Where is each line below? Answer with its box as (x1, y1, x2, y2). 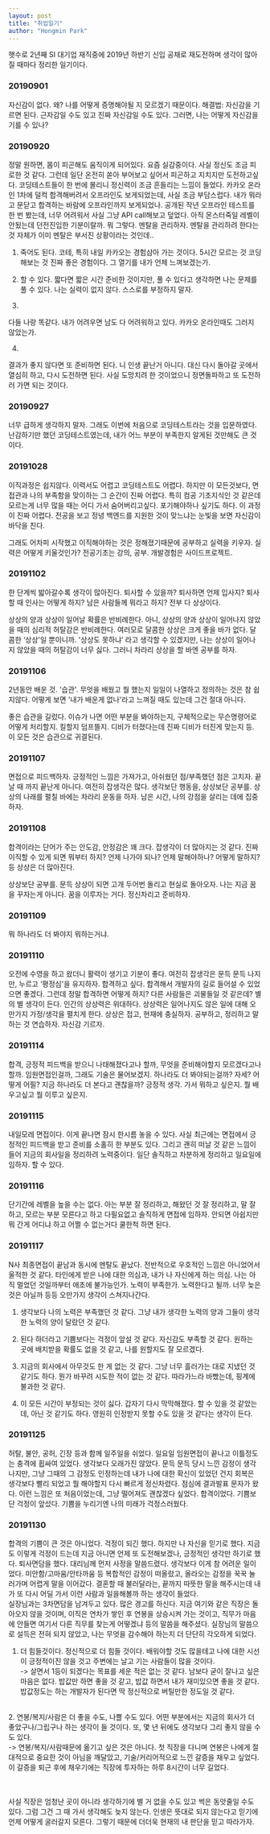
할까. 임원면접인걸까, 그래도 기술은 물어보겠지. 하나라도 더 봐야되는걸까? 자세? (8, 1069, 252, 1079)
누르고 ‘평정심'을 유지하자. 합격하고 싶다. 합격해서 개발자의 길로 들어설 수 (18, 979, 246, 989)
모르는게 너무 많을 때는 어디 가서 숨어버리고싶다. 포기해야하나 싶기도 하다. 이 (8, 500, 247, 510)
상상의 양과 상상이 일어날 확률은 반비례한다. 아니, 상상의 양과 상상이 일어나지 (8, 614, 247, 624)
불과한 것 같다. (19, 1382, 66, 1391)
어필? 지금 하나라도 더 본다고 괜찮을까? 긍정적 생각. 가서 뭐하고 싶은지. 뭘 (22, 1080, 251, 1089)
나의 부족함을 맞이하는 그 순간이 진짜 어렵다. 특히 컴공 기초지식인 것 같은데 (29, 490, 261, 500)
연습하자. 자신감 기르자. (31, 1019, 105, 1029)
